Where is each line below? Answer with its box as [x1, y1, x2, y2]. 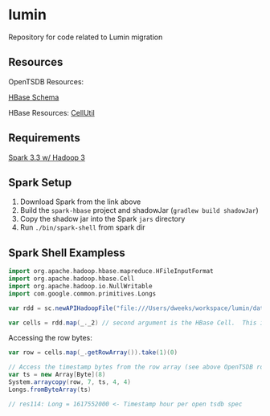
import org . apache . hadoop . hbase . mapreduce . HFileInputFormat [8, 267, 215, 275]
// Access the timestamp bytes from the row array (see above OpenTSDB [8, 363, 253, 371]
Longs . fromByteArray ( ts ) [8, 385, 92, 394]
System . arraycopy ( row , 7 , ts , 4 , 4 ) [8, 378, 131, 386]
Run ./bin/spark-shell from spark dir [19, 222, 146, 232]
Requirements [8, 131, 80, 145]
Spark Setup [8, 175, 72, 190]
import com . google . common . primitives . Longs [8, 289, 157, 298]
